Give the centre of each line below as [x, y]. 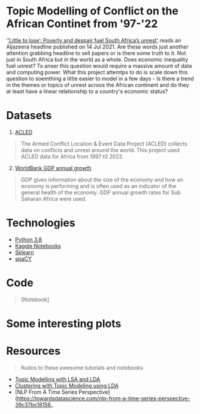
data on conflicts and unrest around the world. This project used [100, 150]
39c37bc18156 [33, 404]
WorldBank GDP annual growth [53, 168]
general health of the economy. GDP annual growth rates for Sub [101, 192]
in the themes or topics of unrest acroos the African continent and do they [98, 84]
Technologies [41, 223]
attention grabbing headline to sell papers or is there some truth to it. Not [96, 53]
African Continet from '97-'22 [82, 24]
